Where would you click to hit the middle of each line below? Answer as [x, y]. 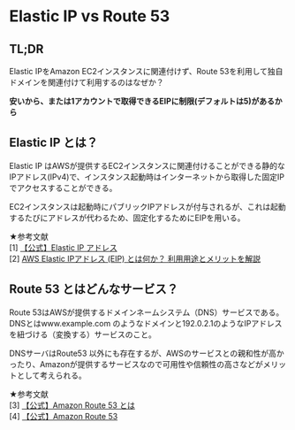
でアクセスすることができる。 [63, 188]
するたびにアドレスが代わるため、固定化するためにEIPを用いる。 [127, 218]
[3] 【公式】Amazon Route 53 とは [72, 405]
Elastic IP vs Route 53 [90, 16]
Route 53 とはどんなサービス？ [94, 289]
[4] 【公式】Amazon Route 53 [64, 416]
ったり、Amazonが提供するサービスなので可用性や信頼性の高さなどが [136, 364]
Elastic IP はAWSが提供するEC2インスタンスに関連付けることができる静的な [147, 165]
